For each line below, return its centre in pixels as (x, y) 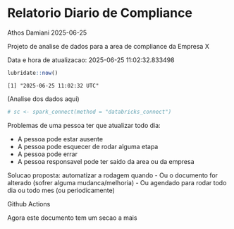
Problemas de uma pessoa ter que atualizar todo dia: (84, 125)
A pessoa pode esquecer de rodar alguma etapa (88, 146)
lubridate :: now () (33, 73)
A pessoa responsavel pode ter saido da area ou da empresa (106, 161)
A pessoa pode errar (47, 154)
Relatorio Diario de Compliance (100, 13)
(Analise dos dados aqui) (43, 99)
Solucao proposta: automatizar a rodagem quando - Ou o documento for (113, 175)
